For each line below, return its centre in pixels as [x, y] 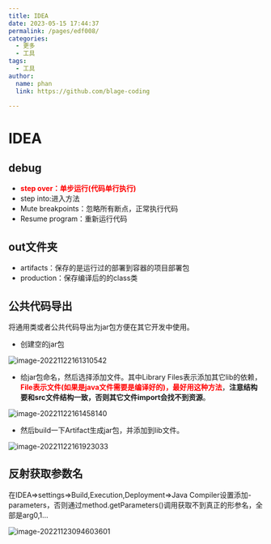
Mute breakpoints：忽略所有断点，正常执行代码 [99, 209]
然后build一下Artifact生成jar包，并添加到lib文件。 [102, 430]
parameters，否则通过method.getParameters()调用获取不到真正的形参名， [132, 505]
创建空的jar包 [42, 344]
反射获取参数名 [46, 474]
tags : [17, 62]
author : [21, 76]
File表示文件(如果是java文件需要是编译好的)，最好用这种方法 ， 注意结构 [139, 387]
